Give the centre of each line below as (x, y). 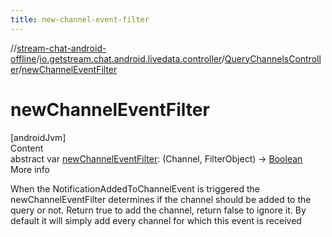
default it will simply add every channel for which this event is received (156, 220)
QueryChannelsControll (273, 58)
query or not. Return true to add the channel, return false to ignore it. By (158, 210)
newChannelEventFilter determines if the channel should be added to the (161, 199)
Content (27, 148)
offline (23, 58)
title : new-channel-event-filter (80, 19)
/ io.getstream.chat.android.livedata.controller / (130, 58)
